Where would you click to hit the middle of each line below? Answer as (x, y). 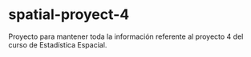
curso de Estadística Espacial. (58, 44)
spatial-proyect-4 (69, 15)
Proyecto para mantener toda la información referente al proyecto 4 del (126, 36)
